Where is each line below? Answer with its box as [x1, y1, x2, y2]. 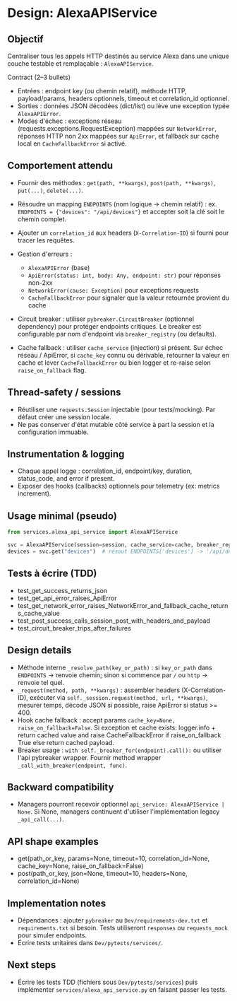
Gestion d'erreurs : [17, 250, 73, 258]
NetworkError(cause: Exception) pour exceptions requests [28, 286, 200, 294]
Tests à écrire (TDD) [7, 568, 97, 580]
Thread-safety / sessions [7, 387, 121, 399]
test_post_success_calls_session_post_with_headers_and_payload [17, 616, 210, 625]
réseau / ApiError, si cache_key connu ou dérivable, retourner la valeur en [17, 351, 229, 359]
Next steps [7, 959, 56, 971]
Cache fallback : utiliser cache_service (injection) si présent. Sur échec [17, 343, 224, 351]
